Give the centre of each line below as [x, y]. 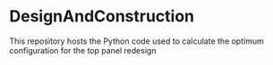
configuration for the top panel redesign [83, 50]
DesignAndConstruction [102, 16]
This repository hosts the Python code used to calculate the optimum [136, 41]
